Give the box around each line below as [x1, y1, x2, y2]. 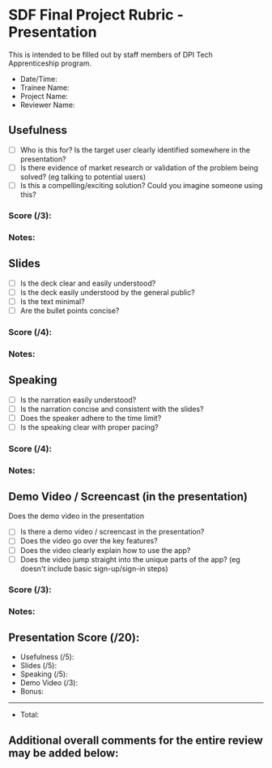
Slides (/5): [19, 661, 57, 671]
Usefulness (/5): [19, 652, 74, 662]
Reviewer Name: [19, 100, 75, 109]
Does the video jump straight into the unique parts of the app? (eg [19, 554, 240, 564]
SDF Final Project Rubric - [8, 6, 184, 24]
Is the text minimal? [19, 296, 85, 306]
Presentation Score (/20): [8, 630, 140, 644]
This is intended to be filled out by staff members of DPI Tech [8, 49, 213, 59]
